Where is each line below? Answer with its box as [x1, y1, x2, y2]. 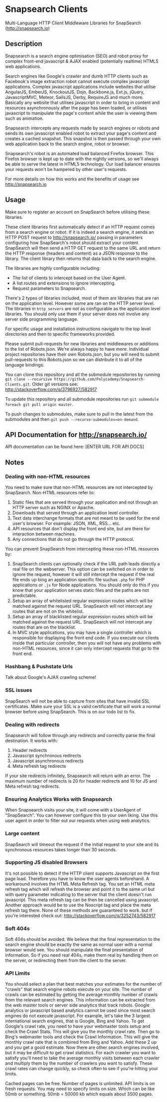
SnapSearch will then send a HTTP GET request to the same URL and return [5, 245, 161, 251]
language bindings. [5, 362, 45, 367]
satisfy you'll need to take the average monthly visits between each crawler [5, 1055, 160, 1061]
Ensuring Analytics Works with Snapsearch [5, 796, 113, 803]
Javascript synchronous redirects [12, 752, 82, 758]
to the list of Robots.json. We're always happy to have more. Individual [5, 346, 149, 352]
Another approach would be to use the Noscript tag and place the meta [5, 902, 151, 908]
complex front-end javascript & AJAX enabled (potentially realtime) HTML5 [5, 58, 159, 64]
